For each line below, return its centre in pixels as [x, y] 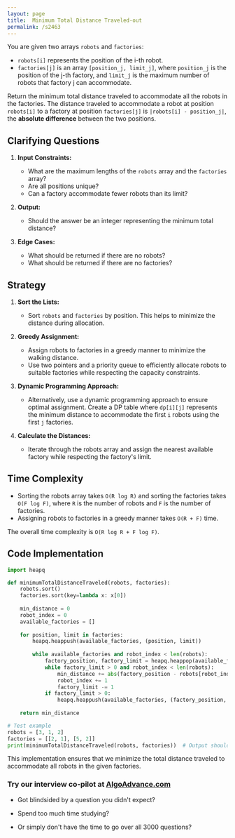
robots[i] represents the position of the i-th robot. [90, 60]
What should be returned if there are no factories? [100, 263]
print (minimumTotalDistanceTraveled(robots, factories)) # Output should [119, 745]
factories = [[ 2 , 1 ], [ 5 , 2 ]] [51, 739]
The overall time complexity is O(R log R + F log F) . [83, 531]
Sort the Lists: [38, 302]
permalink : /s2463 [34, 27]
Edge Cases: [36, 242]
